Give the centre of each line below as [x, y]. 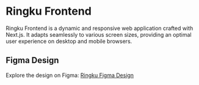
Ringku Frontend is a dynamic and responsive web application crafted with [99, 28]
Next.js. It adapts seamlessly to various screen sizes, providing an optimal [99, 34]
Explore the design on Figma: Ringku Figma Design [70, 75]
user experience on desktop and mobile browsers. [69, 41]
